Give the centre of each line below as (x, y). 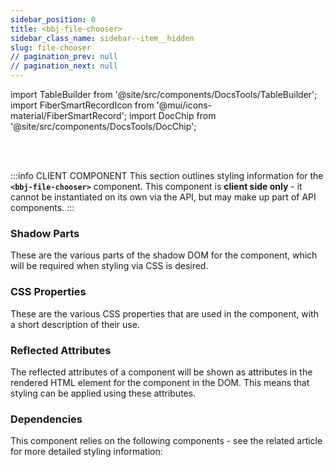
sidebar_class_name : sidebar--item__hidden (102, 38)
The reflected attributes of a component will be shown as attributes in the (161, 372)
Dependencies (46, 419)
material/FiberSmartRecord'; (69, 115)
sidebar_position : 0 (53, 19)
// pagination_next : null (64, 66)
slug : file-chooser (51, 47)
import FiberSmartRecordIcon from (82, 105)
